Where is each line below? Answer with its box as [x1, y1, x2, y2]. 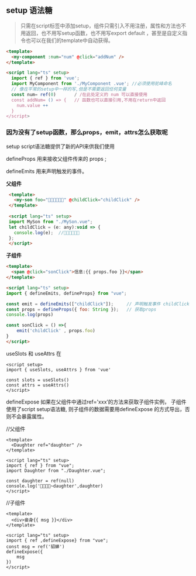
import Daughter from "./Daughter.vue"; [6, 467, 106, 474]
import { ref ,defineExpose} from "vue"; [6, 537, 109, 543]
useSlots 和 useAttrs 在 [6, 350, 61, 357]
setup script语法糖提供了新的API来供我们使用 [6, 143, 115, 150]
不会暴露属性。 [11, 413, 47, 420]
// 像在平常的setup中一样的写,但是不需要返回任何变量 [11, 87, 127, 92]
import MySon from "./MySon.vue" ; [8, 219, 93, 225]
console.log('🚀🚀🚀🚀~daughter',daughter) [6, 483, 104, 489]
